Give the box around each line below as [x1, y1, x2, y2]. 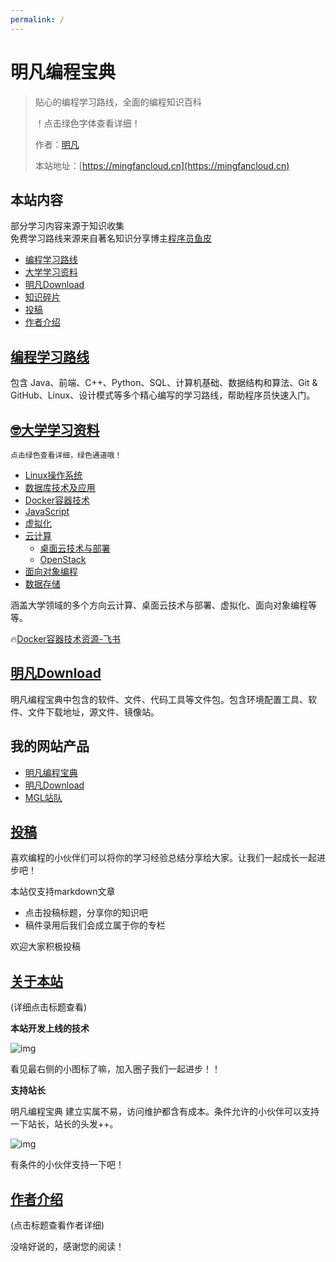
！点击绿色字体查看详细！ [34, 117, 141, 129]
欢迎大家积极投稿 [10, 941, 81, 953]
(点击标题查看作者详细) [10, 1219, 105, 1231]
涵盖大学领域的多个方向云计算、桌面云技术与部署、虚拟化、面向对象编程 [10, 599, 308, 611]
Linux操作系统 [24, 469, 83, 481]
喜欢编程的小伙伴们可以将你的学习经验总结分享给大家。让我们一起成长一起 [10, 852, 317, 864]
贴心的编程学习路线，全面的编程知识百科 [34, 96, 202, 108]
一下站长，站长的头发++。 [10, 1118, 119, 1130]
